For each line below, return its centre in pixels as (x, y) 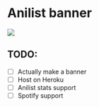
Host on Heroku (41, 79)
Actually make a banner (52, 72)
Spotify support (40, 95)
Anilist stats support (47, 87)
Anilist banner (49, 13)
